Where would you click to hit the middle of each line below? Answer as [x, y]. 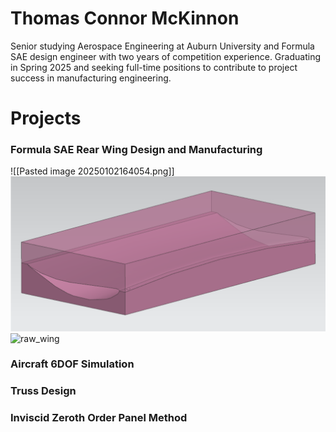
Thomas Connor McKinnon [125, 18]
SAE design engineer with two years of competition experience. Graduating [165, 56]
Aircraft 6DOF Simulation [72, 364]
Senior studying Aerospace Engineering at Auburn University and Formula [162, 46]
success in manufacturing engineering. [91, 78]
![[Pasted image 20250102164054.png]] [92, 171]
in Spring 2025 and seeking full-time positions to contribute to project [154, 67]
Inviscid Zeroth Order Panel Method [99, 418]
